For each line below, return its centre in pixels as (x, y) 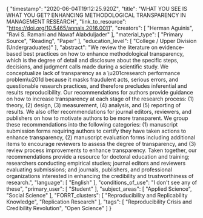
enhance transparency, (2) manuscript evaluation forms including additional (101, 137)
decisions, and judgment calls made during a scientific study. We (87, 67)
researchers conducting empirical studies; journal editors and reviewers (96, 163)
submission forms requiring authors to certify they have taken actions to (96, 131)
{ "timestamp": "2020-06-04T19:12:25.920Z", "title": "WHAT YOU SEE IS (97, 9)
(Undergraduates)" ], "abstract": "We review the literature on (82, 47)
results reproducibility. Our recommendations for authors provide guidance (100, 92)
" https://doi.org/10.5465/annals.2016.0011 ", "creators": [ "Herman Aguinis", (100, 28)
